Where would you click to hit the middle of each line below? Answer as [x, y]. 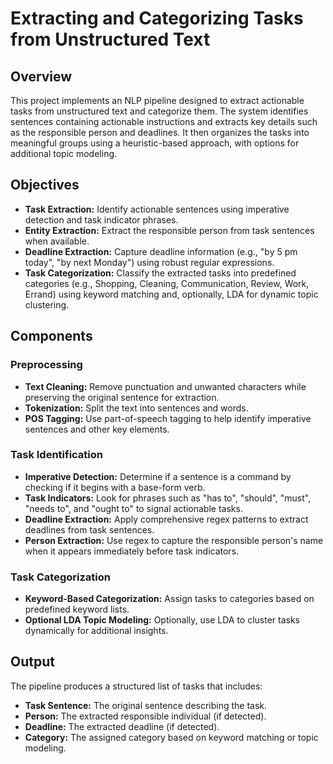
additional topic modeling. [64, 153]
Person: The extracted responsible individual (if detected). [145, 716]
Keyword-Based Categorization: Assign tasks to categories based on [169, 599]
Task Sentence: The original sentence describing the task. [146, 705]
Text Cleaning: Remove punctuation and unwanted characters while [165, 386]
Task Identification [57, 455]
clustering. [47, 304]
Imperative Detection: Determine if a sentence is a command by [158, 476]
